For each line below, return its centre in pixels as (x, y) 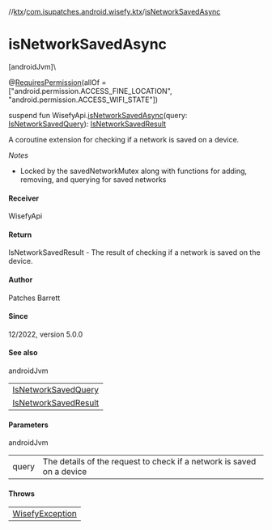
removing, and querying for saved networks (93, 179)
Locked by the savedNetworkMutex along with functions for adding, (134, 171)
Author (21, 279)
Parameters (28, 425)
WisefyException (45, 514)
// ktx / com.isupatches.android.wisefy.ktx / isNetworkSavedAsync (115, 12)
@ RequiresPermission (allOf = (57, 82)
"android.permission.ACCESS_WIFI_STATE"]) (83, 100)
